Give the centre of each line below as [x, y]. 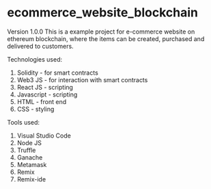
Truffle [26, 150]
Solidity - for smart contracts [58, 73]
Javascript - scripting [47, 94]
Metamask [32, 164]
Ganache [30, 157]
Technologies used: [35, 59]
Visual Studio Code [44, 136]
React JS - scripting [45, 87]
